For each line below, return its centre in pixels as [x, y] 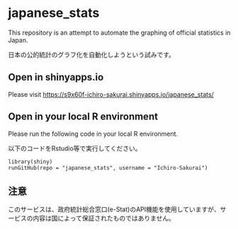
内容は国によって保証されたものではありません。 [104, 218]
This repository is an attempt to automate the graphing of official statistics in [119, 33]
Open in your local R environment [83, 117]
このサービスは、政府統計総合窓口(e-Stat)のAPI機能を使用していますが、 [114, 209]
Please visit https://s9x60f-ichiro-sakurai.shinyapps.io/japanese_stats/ [111, 94]
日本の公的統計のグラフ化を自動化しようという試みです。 [92, 54]
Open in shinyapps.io [56, 77]
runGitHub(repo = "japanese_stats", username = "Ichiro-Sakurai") [108, 168]
